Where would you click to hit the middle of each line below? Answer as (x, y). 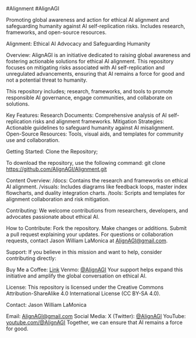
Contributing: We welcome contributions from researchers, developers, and (97, 210)
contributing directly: (31, 258)
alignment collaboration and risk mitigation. (58, 199)
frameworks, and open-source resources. (56, 32)
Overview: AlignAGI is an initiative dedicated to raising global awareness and (98, 55)
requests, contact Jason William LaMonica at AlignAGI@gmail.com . (87, 241)
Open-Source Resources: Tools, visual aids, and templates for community (95, 134)
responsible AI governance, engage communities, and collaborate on (89, 97)
